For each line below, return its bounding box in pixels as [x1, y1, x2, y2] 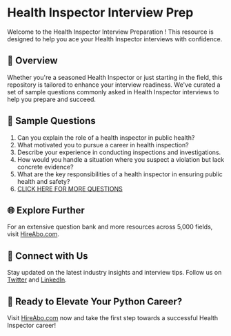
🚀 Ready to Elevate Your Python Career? [7, 295, 183, 307]
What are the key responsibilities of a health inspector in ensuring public [17, 170, 223, 178]
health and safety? [17, 177, 70, 185]
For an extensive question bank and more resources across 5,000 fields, [7, 222, 213, 231]
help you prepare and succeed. [7, 95, 97, 103]
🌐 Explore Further [7, 204, 85, 216]
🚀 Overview [7, 55, 58, 67]
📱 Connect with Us [7, 250, 88, 262]
